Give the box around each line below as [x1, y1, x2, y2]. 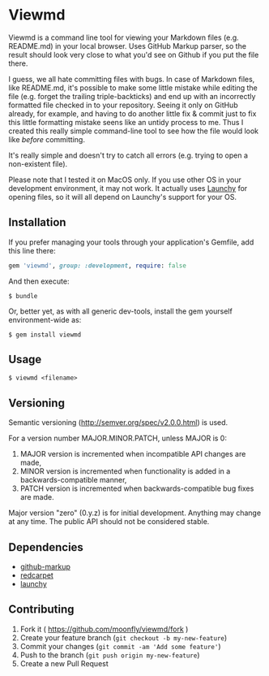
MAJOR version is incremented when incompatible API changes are [19, 449, 246, 459]
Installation [8, 215, 66, 229]
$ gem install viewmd [8, 331, 82, 339]
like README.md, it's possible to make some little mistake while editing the [8, 83, 258, 93]
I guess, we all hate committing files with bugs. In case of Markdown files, [8, 74, 255, 84]
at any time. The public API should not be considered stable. [8, 517, 210, 526]
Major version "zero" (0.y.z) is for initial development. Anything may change [8, 508, 262, 518]
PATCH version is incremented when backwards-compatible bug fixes [19, 483, 254, 493]
